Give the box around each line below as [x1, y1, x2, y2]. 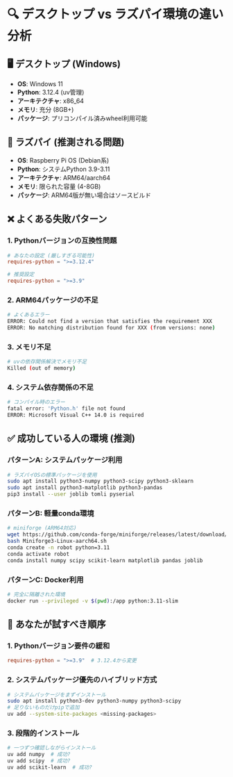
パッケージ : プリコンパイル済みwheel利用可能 [17, 114, 148, 122]
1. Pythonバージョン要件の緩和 [7, 641, 110, 651]
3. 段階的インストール [7, 728, 80, 737]
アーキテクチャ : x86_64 [17, 97, 85, 105]
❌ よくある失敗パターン [7, 213, 107, 225]
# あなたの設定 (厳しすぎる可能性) [7, 252, 96, 259]
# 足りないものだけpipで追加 [7, 704, 80, 711]
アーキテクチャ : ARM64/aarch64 [17, 173, 111, 181]
